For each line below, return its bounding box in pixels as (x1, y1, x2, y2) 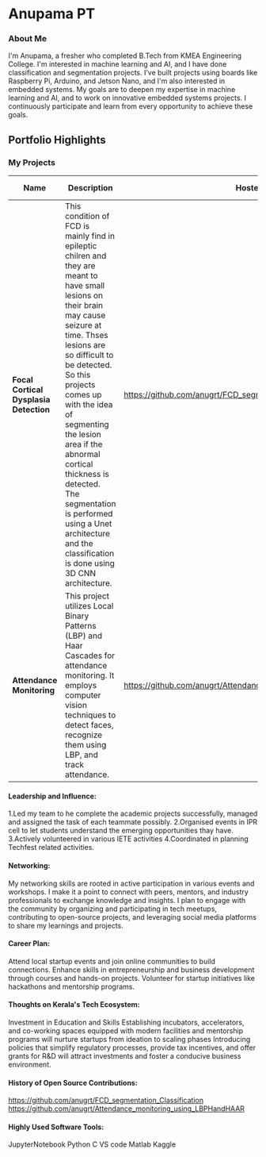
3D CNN (64, 568, 97, 579)
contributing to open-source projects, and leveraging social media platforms (8, 912, 257, 921)
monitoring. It (64, 670, 115, 681)
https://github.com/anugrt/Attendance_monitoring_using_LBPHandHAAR (8, 1104, 245, 1113)
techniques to (64, 709, 116, 721)
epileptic (64, 240, 97, 252)
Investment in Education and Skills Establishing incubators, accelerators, (8, 1017, 245, 1027)
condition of (64, 211, 110, 222)
